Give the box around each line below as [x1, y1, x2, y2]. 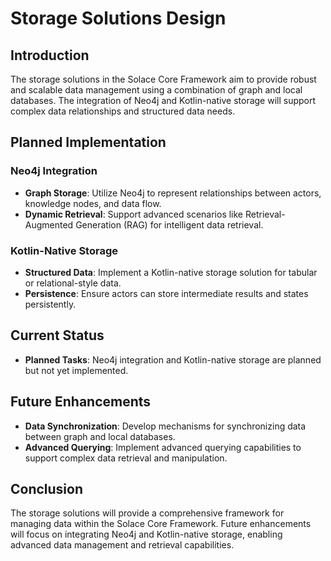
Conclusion [10, 481, 84, 497]
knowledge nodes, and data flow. [24, 197, 162, 209]
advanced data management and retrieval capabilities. [10, 539, 235, 551]
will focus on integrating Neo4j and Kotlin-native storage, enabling [10, 528, 283, 541]
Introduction [10, 47, 90, 64]
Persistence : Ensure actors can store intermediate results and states [24, 287, 309, 299]
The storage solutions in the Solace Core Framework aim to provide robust [10, 73, 317, 85]
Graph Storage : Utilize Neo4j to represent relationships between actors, [24, 187, 322, 199]
